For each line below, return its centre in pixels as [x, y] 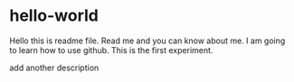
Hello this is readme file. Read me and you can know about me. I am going [147, 41]
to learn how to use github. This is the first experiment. [111, 50]
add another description [54, 68]
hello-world [54, 16]
